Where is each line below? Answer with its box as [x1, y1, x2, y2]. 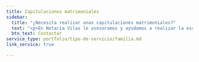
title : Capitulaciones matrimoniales [6, 8, 99, 15]
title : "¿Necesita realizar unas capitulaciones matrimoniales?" [11, 19, 176, 25]
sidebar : [6, 14, 28, 20]
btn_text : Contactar [11, 31, 62, 37]
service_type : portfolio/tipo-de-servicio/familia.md [6, 36, 142, 42]
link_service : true [6, 42, 54, 48]
